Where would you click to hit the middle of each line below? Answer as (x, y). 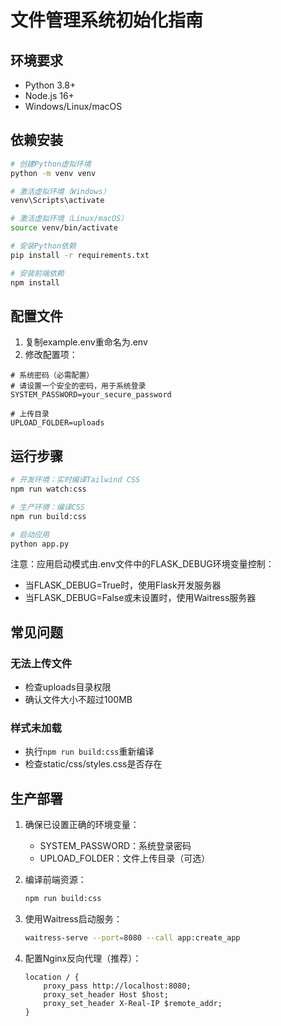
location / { (52, 977)
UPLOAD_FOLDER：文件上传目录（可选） (125, 858)
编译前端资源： (55, 880)
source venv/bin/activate (64, 228)
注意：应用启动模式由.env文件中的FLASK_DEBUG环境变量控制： (142, 564)
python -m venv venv (53, 173)
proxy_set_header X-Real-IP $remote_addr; (133, 1003)
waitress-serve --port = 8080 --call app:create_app (132, 938)
